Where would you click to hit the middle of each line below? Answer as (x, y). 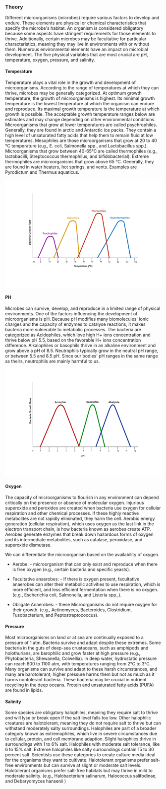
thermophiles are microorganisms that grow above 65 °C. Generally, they (80, 161)
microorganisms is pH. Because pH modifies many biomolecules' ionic (77, 319)
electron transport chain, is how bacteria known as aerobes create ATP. (78, 529)
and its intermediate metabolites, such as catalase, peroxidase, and (74, 539)
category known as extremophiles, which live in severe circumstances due (81, 734)
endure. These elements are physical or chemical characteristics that (76, 23)
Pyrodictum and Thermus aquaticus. (42, 172)
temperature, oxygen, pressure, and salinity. (50, 60)
